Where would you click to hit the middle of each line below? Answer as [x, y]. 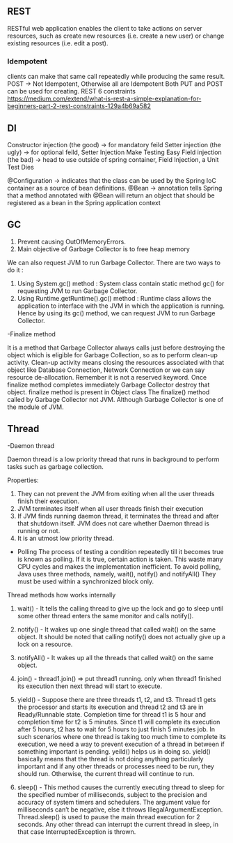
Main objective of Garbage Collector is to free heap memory [103, 249]
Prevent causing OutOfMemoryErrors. [72, 241]
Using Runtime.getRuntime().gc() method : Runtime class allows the [114, 298]
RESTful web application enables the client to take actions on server [105, 28]
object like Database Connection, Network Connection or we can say [106, 370]
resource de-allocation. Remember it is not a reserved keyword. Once [107, 377]
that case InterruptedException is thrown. [77, 831]
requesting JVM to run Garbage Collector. [77, 291]
